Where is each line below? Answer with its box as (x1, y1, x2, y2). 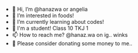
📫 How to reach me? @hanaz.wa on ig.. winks (11, 32, 128, 38)
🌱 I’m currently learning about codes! (11, 18, 104, 25)
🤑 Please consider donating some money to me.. (11, 40, 133, 47)
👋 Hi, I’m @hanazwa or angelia (11, 6, 88, 13)
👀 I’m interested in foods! (11, 12, 74, 19)
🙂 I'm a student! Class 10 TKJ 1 (11, 24, 89, 32)
